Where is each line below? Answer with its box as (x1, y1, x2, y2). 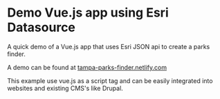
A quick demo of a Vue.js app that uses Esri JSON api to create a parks (7, 42, 210, 51)
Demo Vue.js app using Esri (7, 5, 169, 21)
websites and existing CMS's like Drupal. (7, 84, 123, 92)
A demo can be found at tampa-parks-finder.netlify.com (7, 63, 167, 71)
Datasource (7, 19, 76, 35)
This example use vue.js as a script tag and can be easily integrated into (7, 76, 213, 84)
